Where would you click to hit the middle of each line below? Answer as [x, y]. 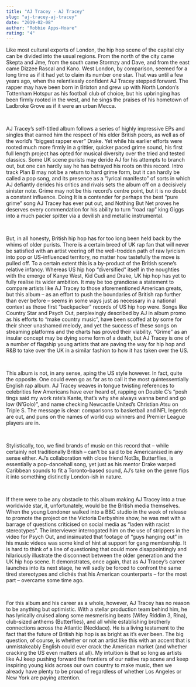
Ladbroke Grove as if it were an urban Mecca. [61, 106]
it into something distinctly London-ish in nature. [64, 477]
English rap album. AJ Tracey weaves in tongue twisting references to [90, 386]
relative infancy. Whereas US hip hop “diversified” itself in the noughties [93, 269]
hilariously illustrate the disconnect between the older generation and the [94, 556]
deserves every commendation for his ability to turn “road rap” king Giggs [95, 210]
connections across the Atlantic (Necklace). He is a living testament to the [95, 628]
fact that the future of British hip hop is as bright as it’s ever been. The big [95, 634]
